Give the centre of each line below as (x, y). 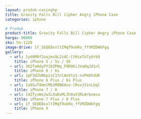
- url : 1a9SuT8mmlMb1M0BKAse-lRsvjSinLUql (55, 85)
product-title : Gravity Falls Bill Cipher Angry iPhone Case (71, 33)
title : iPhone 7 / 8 (36, 90)
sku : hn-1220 (19, 43)
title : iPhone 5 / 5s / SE (43, 61)
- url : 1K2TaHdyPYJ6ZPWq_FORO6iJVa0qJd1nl (55, 66)
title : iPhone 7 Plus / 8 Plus (47, 99)
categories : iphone (26, 19)
